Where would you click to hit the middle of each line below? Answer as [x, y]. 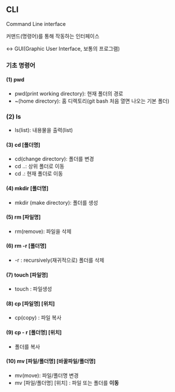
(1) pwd [15, 80]
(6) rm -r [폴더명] [26, 246]
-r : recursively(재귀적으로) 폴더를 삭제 [59, 260]
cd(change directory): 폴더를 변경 [54, 159]
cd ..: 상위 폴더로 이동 [39, 166]
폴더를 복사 [27, 347]
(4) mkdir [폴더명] [27, 189]
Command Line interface [36, 24]
